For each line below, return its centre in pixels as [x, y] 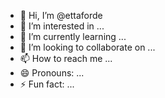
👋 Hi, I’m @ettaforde [61, 15]
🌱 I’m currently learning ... [73, 36]
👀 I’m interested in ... [62, 26]
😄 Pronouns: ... [52, 73]
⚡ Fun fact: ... [47, 84]
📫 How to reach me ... [66, 58]
